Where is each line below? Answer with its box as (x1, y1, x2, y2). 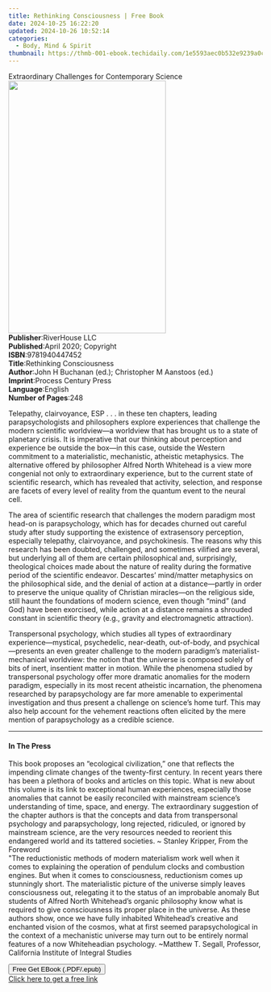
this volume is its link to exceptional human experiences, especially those (8, 785, 252, 795)
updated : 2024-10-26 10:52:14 (8, 27, 110, 35)
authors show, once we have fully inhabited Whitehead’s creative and (8, 914, 239, 923)
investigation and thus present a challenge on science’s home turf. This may (8, 698, 261, 707)
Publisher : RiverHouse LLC (8, 333, 97, 342)
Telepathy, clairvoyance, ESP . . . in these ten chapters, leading (8, 409, 218, 418)
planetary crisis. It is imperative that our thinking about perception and (8, 434, 242, 444)
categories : (8, 34, 48, 43)
